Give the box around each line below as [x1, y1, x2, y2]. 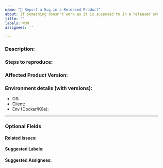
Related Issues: [5, 135, 37, 141]
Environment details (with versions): [5, 85, 93, 92]
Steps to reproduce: [5, 58, 53, 65]
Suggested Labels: [5, 146, 44, 152]
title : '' [5, 16, 25, 21]
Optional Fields [5, 123, 42, 130]
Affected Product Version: [5, 72, 68, 78]
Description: [5, 46, 35, 53]
